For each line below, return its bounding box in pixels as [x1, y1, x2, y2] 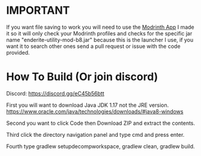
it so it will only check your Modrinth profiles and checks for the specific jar [6, 29, 193, 37]
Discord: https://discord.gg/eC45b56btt [6, 89, 105, 97]
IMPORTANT [6, 4, 70, 17]
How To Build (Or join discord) [6, 70, 158, 84]
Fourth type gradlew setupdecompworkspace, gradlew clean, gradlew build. [6, 142, 195, 150]
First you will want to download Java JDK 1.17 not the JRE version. [6, 101, 169, 109]
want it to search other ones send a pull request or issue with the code [6, 43, 181, 50]
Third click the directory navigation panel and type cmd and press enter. [6, 131, 185, 138]
